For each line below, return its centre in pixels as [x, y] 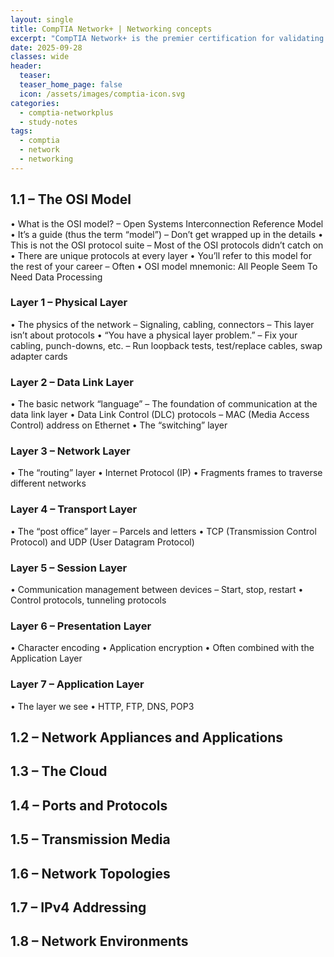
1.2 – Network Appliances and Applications [147, 737]
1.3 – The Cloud [59, 771]
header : [26, 66]
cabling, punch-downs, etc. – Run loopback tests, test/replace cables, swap [166, 345]
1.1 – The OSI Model [71, 199]
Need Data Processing [56, 277]
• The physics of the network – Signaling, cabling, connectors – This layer [162, 324]
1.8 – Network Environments [99, 941]
